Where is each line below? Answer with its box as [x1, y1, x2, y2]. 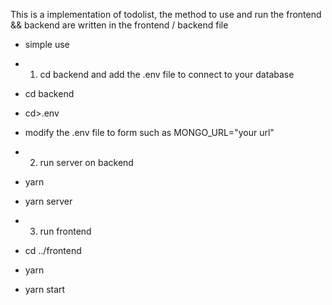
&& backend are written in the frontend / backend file [10, 19, 229, 31]
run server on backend [39, 157, 134, 168]
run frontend [39, 225, 92, 237]
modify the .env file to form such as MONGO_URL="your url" [24, 127, 275, 138]
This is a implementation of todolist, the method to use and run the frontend [10, 9, 322, 20]
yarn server [24, 195, 73, 207]
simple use [24, 39, 70, 50]
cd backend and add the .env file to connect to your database [39, 69, 295, 80]
